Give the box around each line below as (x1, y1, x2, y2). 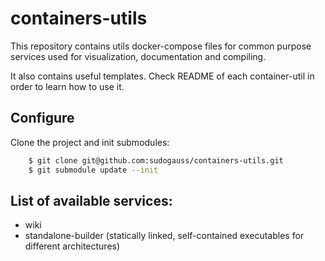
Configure (10, 110, 75, 127)
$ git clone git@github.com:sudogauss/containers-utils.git (28, 155, 284, 166)
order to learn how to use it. (10, 80, 125, 92)
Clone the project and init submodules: (10, 136, 170, 148)
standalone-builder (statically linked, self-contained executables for (24, 230, 305, 242)
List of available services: (10, 192, 173, 209)
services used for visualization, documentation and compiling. (10, 50, 267, 62)
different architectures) (24, 240, 121, 252)
